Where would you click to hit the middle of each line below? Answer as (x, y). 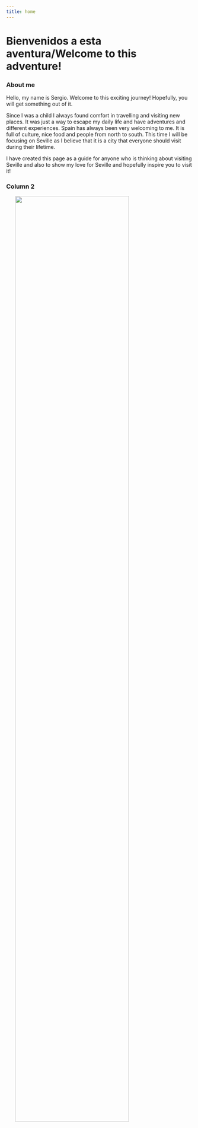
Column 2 (20, 186)
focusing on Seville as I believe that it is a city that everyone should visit (94, 141)
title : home (21, 12)
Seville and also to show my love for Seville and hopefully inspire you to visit (99, 165)
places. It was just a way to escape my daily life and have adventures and (96, 122)
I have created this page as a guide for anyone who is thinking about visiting (99, 158)
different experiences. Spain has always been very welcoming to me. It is (95, 128)
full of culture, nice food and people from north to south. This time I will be (97, 135)
